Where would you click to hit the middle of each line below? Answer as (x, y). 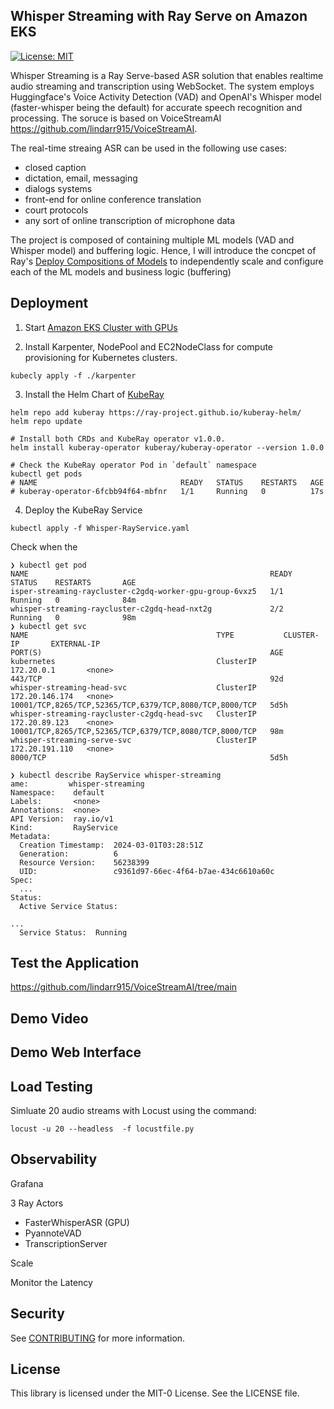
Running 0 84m (73, 600)
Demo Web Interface (76, 1052)
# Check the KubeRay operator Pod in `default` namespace (133, 465)
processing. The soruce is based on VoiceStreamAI (116, 118)
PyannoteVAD (53, 1233)
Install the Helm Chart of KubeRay (94, 394)
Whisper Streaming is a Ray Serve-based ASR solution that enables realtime (167, 75)
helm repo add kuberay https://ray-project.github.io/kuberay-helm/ (156, 412)
